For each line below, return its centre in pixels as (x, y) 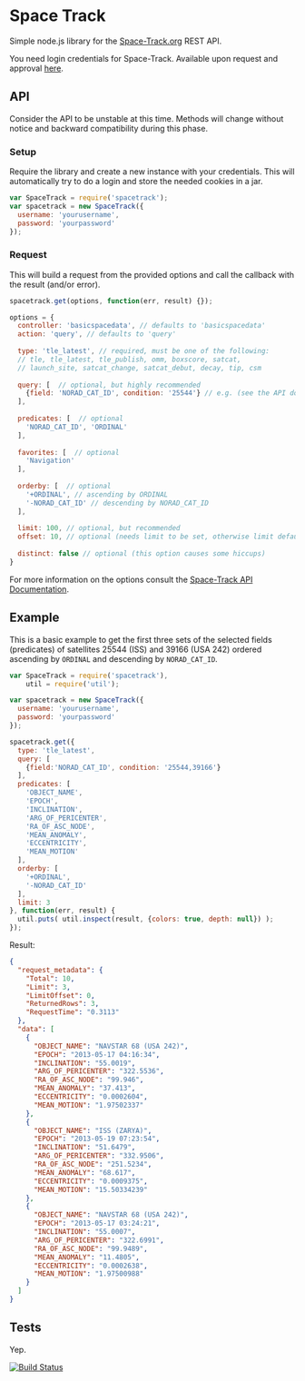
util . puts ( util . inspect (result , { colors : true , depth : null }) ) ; (146, 919)
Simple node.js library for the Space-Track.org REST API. (116, 41)
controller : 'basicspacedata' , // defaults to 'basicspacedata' (142, 326)
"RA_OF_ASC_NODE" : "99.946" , (89, 1080)
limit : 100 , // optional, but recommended (99, 528)
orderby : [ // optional (64, 487)
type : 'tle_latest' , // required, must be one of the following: (144, 351)
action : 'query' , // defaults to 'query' (97, 334)
